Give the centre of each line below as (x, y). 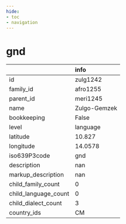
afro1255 (88, 89)
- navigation (22, 22)
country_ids (25, 213)
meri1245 (88, 99)
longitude (22, 146)
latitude (19, 137)
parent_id (22, 99)
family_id (21, 89)
